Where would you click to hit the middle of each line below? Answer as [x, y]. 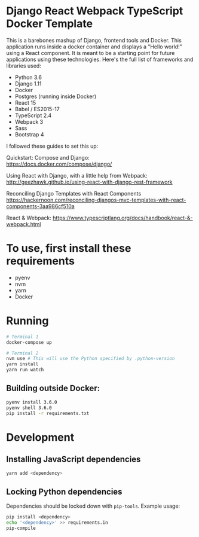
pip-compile [21, 528]
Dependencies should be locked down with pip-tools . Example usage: [93, 506]
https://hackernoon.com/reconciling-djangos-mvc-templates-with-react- [96, 200]
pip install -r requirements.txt [48, 413]
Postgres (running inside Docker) [56, 96]
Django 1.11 [28, 83]
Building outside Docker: [53, 388]
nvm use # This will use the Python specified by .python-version [91, 359]
